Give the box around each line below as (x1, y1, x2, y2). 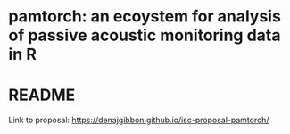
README (8, 85, 76, 105)
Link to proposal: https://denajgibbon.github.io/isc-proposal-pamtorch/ (8, 114, 269, 126)
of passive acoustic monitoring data (8, 25, 281, 46)
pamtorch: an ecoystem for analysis (8, 6, 282, 27)
